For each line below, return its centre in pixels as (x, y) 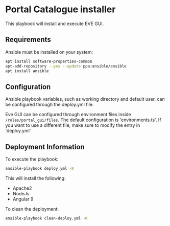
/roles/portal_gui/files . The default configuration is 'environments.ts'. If (83, 120)
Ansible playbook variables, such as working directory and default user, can (85, 99)
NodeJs (21, 193)
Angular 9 (23, 199)
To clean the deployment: (32, 209)
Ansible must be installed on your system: (49, 52)
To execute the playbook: (32, 159)
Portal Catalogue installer (60, 9)
